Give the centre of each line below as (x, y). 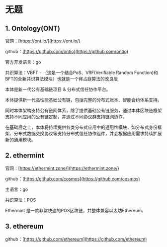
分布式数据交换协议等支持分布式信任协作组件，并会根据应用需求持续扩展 (88, 133)
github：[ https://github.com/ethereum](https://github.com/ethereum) (76, 239)
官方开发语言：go (23, 62)
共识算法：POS (21, 200)
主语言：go (17, 189)
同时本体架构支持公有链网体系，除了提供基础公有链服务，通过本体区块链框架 (83, 110)
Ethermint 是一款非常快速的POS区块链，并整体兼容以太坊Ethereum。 (76, 210)
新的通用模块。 (20, 140)
